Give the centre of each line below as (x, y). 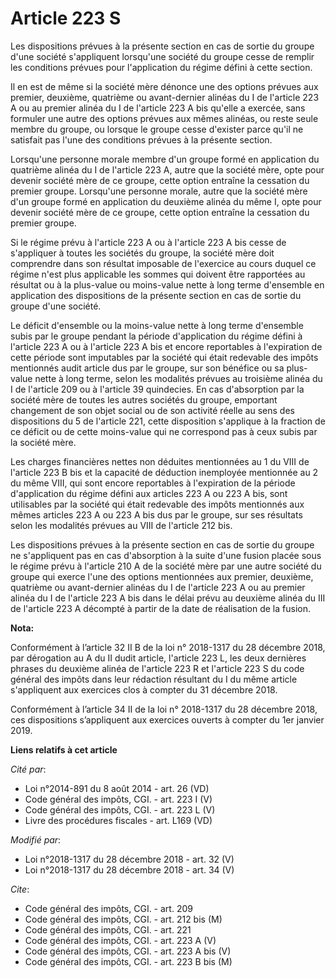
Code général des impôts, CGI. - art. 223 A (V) (120, 940)
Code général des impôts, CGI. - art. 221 (108, 929)
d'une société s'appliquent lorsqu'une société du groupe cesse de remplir (162, 56)
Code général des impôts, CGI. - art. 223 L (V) (120, 809)
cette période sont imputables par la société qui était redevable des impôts (164, 357)
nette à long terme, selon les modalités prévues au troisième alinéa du (178, 378)
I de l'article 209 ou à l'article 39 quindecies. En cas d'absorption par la (157, 389)
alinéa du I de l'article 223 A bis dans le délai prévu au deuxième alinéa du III (168, 598)
